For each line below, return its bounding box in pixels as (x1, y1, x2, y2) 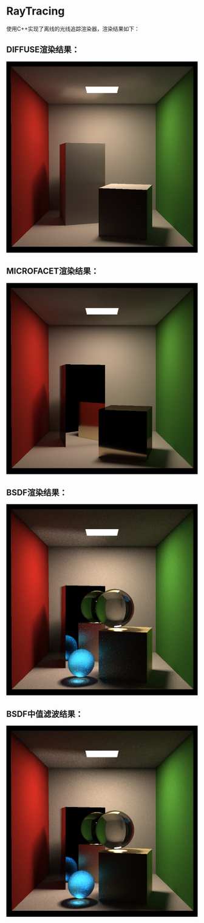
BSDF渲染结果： (6, 487, 68, 498)
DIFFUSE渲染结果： (6, 44, 80, 55)
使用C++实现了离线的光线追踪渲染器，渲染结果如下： (6, 25, 140, 32)
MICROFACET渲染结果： (6, 266, 99, 277)
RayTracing (6, 4, 65, 18)
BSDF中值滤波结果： (6, 709, 84, 719)
